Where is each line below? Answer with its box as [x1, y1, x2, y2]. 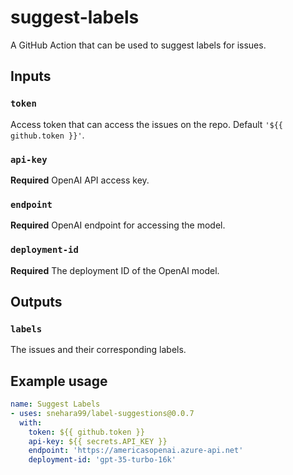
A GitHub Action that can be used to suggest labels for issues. [10, 39, 267, 51]
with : [19, 417, 43, 428]
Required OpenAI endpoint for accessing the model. [10, 219, 226, 231]
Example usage [10, 372, 108, 390]
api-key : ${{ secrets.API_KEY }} [28, 436, 168, 446]
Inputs [10, 68, 52, 85]
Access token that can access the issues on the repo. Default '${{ [10, 118, 284, 130]
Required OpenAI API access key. [10, 174, 150, 186]
